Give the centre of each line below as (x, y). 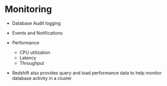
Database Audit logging (36, 23)
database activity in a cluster (42, 78)
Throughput (32, 63)
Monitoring (28, 9)
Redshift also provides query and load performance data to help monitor (87, 73)
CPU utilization (35, 52)
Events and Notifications (37, 33)
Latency (28, 58)
